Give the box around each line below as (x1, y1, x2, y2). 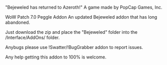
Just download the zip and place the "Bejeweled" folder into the (5, 29, 138, 35)
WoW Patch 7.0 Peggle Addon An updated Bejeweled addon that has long (5, 14, 157, 20)
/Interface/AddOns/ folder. (5, 35, 60, 40)
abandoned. (5, 20, 30, 25)
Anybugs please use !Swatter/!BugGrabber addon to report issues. (5, 44, 143, 50)
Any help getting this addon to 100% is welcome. (5, 54, 107, 60)
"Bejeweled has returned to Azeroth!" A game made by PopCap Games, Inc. (5, 5, 162, 10)
